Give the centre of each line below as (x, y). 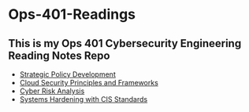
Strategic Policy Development (67, 74)
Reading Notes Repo (59, 55)
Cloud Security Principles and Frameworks (89, 83)
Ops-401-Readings (72, 14)
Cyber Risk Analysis (52, 91)
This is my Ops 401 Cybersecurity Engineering (125, 43)
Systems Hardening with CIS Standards (84, 99)
